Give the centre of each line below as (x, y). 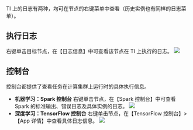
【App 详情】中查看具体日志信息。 (56, 121)
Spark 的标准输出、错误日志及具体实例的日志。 (71, 106)
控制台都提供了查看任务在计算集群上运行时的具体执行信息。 (78, 86)
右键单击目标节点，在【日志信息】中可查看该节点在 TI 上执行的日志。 (89, 51)
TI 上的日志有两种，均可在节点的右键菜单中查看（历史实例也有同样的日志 (94, 8)
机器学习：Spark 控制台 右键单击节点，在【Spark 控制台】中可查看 (95, 99)
